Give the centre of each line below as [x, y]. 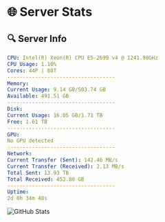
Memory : [18, 83]
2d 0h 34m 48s [27, 199]
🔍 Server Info [37, 38]
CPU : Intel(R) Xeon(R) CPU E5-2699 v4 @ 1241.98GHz [82, 58]
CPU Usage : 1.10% [32, 64]
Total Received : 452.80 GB [46, 179]
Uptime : [18, 192]
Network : [20, 154]
